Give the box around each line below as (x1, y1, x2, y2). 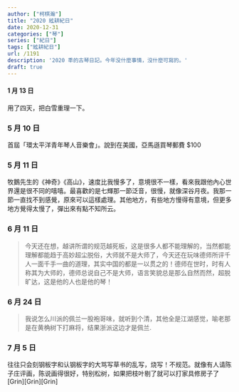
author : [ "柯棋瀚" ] (7, 10, 62, 18)
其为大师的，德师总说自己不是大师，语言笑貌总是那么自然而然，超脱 (31, 268, 231, 277)
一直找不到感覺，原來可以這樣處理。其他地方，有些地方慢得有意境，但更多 (13, 195, 232, 204)
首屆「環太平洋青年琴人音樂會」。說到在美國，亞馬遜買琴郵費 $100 (7, 140, 201, 150)
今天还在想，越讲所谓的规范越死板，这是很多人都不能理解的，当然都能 (24, 242, 231, 250)
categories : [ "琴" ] (7, 30, 64, 38)
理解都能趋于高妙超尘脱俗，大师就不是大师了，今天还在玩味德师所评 (24, 250, 225, 259)
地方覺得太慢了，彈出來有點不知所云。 (7, 205, 119, 213)
